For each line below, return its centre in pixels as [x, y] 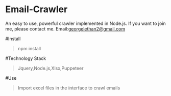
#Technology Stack [26, 58]
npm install [29, 48]
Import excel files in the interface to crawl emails [69, 88]
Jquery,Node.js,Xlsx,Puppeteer [51, 68]
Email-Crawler [36, 9]
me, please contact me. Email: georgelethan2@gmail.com [65, 28]
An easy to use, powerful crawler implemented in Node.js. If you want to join [86, 23]
